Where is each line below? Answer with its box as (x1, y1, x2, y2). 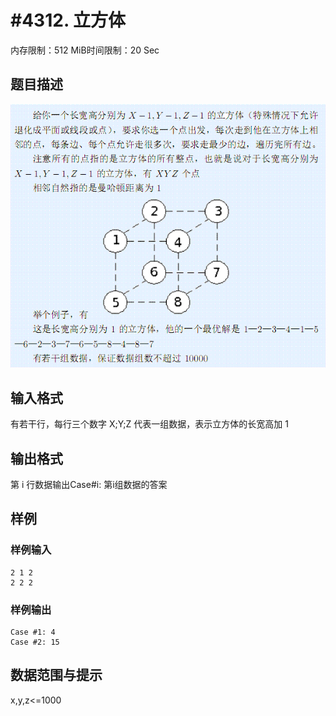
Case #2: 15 (10, 637, 60, 647)
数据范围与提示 (10, 667, 103, 684)
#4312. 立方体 (10, 9, 127, 32)
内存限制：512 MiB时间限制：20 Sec (10, 44, 160, 56)
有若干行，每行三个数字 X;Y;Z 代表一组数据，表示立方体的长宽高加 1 (10, 418, 289, 430)
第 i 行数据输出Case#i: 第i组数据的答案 (10, 478, 168, 490)
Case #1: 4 (10, 627, 56, 637)
